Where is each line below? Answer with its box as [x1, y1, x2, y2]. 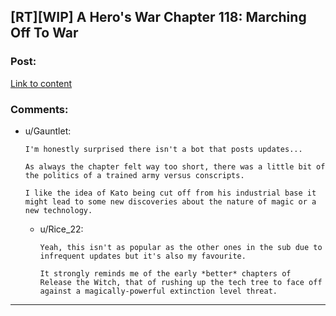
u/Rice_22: [39, 223, 84, 235]
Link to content [10, 77, 73, 89]
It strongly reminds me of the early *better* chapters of [39, 268, 292, 279]
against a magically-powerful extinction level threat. [39, 286, 278, 296]
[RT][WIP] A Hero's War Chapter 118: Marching [10, 9, 307, 26]
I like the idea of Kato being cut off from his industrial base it [24, 188, 317, 198]
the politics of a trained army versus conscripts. [24, 170, 245, 180]
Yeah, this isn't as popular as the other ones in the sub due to [39, 242, 323, 252]
